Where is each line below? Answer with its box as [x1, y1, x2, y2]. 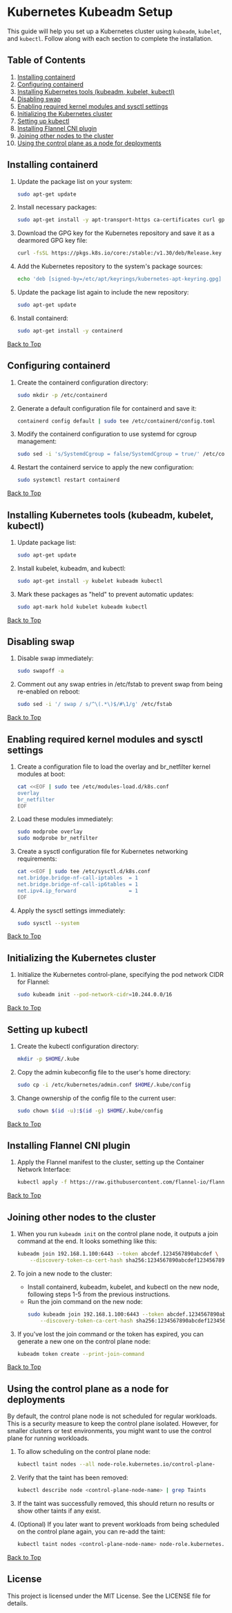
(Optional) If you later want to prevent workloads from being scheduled [17, 1520, 220, 1528]
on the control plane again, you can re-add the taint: [17, 1527, 166, 1536]
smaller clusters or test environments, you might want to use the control [7, 1427, 212, 1435]
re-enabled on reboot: [17, 687, 81, 696]
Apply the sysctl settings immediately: [17, 906, 126, 915]
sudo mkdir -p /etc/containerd [17, 391, 108, 398]
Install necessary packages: [17, 203, 97, 212]
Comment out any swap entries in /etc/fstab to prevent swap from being [17, 680, 223, 689]
